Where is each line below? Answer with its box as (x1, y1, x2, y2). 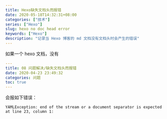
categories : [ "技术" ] (5, 17, 50, 22)
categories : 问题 (5, 75, 41, 80)
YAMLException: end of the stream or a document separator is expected (5, 105, 162, 110)
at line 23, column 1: (5, 109, 54, 114)
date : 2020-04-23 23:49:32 (5, 70, 63, 76)
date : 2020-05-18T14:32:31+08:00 (5, 12, 77, 17)
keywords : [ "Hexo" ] (5, 31, 47, 36)
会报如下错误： (5, 94, 37, 101)
